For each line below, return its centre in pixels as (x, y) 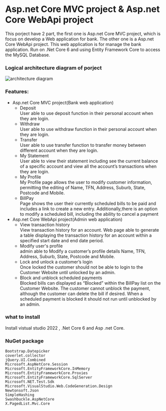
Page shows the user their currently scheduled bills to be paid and (88, 203)
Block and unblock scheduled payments (61, 278)
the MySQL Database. (28, 55)
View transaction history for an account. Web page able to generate (89, 230)
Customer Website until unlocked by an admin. (68, 272)
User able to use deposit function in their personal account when (86, 113)
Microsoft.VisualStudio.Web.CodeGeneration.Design (59, 386)
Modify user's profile (41, 246)
